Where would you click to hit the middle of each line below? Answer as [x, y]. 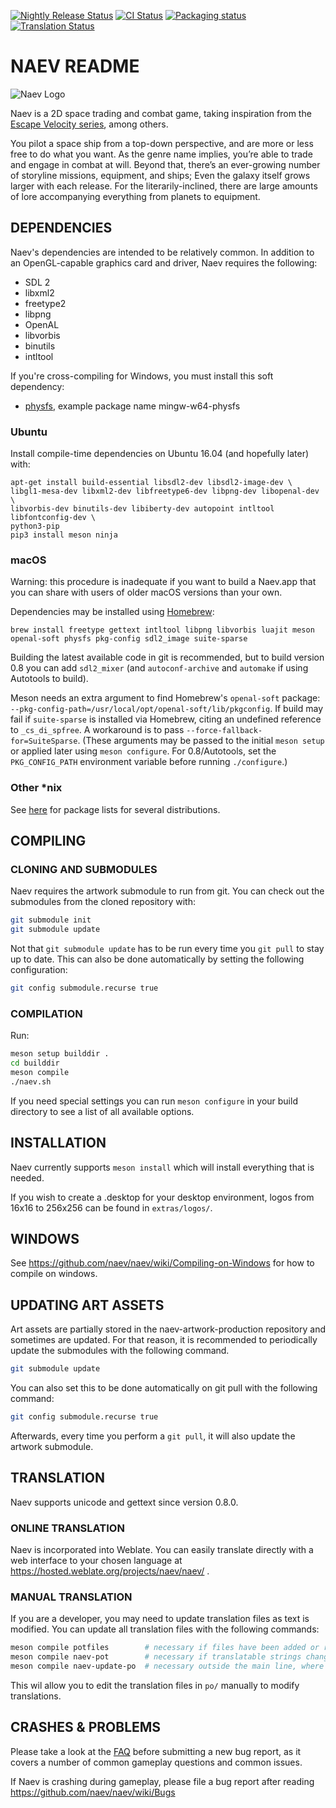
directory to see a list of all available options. [102, 1111]
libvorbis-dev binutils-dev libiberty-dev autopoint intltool [142, 509]
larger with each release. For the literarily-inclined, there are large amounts [164, 186]
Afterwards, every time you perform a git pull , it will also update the [153, 1436]
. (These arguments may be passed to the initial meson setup [201, 741]
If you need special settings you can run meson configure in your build [154, 1101]
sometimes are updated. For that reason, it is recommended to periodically [164, 1340]
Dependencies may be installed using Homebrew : [112, 612]
